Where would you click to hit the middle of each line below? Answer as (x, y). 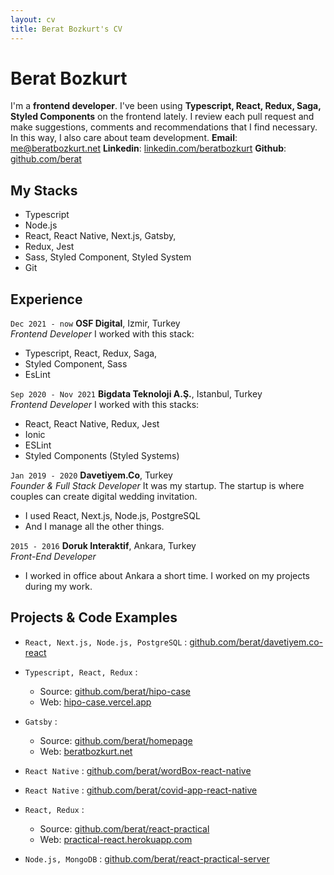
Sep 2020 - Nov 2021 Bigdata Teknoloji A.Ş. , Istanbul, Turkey (136, 394)
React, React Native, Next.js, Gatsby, (100, 236)
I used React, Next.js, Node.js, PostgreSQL (112, 516)
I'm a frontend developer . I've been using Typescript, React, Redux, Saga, (166, 106)
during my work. (58, 587)
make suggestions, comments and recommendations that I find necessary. (164, 127)
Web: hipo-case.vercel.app (95, 702)
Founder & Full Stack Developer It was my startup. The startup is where (157, 486)
